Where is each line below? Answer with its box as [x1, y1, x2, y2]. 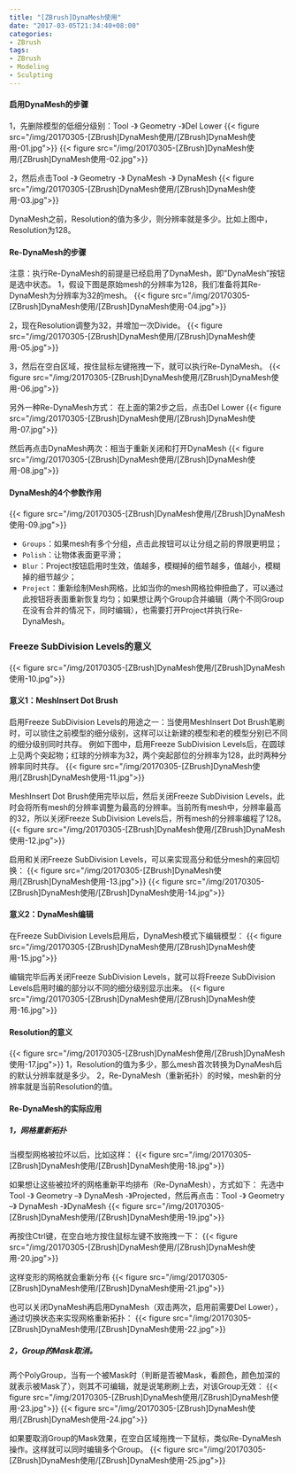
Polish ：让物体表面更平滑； [21, 550, 124, 560]
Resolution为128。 [9, 224, 76, 235]
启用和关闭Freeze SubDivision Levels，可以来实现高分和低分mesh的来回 [9, 854, 272, 864]
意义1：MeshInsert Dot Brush [9, 695, 118, 706]
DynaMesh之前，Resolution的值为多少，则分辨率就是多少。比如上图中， [9, 214, 272, 224]
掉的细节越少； [21, 572, 77, 582]
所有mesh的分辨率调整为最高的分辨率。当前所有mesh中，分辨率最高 [32, 801, 282, 812]
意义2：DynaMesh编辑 [9, 909, 95, 920]
